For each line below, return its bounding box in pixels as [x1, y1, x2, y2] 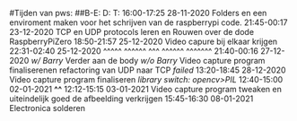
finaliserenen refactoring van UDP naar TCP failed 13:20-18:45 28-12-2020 [9, 65, 286, 75]
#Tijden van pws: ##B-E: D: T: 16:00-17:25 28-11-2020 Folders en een [9, 8, 267, 18]
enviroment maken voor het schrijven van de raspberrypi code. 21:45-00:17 [9, 17, 288, 28]
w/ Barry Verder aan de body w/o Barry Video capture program [31, 56, 266, 65]
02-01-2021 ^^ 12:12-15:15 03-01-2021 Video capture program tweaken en [9, 84, 283, 94]
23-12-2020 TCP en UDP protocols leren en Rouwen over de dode [9, 27, 254, 37]
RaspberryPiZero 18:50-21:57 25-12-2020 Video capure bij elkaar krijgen [9, 36, 278, 47]
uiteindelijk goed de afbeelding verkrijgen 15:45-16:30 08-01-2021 [9, 93, 254, 104]
